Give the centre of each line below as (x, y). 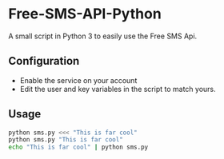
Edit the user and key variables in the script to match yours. (118, 89)
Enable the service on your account (78, 80)
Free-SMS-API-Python (85, 14)
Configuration (44, 61)
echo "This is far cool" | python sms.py (78, 147)
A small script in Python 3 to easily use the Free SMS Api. (103, 36)
